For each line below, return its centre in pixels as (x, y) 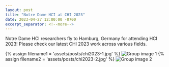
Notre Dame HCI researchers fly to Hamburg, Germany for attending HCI (81, 39)
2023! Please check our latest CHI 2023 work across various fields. (76, 44)
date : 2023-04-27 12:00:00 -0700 (41, 19)
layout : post (19, 10)
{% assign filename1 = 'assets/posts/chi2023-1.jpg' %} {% (85, 54)
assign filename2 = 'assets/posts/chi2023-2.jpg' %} (60, 59)
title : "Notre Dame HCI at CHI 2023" (45, 15)
